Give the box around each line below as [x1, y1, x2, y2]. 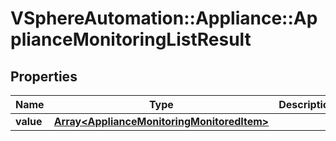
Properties [10, 68, 78, 85]
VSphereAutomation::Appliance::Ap [10, 7, 318, 30]
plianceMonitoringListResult [10, 28, 252, 51]
